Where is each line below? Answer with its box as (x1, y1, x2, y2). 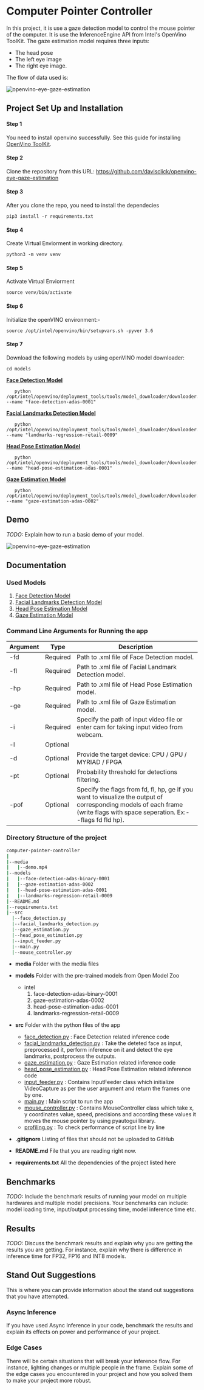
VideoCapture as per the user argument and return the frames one (24, 1085, 191, 1093)
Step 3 (6, 188, 23, 195)
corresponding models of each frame (76, 800, 183, 808)
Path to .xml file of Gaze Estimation (76, 698, 176, 706)
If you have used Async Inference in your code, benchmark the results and (6, 1322, 193, 1329)
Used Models (6, 578, 46, 586)
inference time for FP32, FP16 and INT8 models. (6, 1253, 126, 1260)
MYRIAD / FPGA (76, 757, 123, 766)
